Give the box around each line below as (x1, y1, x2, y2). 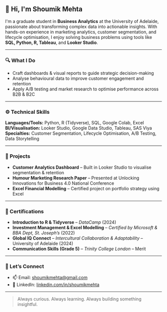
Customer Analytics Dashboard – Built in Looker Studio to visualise (12, 164, 152, 170)
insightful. (17, 302, 38, 308)
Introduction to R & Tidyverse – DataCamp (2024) (12, 219, 117, 225)
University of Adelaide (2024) (12, 241, 74, 246)
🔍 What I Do (5, 57, 36, 64)
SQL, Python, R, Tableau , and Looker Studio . (5, 39, 98, 45)
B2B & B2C (12, 91, 35, 97)
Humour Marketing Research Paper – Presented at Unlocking (12, 175, 140, 181)
